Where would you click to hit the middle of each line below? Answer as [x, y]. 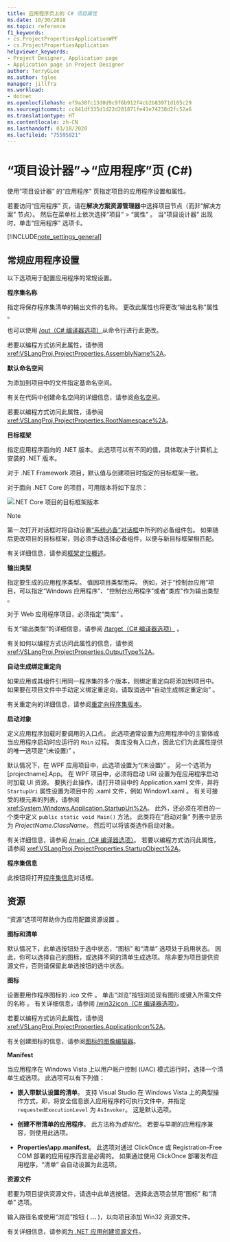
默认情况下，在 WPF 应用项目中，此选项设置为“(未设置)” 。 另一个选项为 [109, 765]
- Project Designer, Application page [62, 58]
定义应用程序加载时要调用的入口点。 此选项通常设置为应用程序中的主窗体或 [113, 733]
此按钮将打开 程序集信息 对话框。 [52, 878]
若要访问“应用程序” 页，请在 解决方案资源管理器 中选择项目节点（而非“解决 [111, 206]
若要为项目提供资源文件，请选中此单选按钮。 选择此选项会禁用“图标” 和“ [109, 1193]
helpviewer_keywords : [38, 52]
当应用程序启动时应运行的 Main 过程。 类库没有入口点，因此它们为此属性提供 [115, 742]
